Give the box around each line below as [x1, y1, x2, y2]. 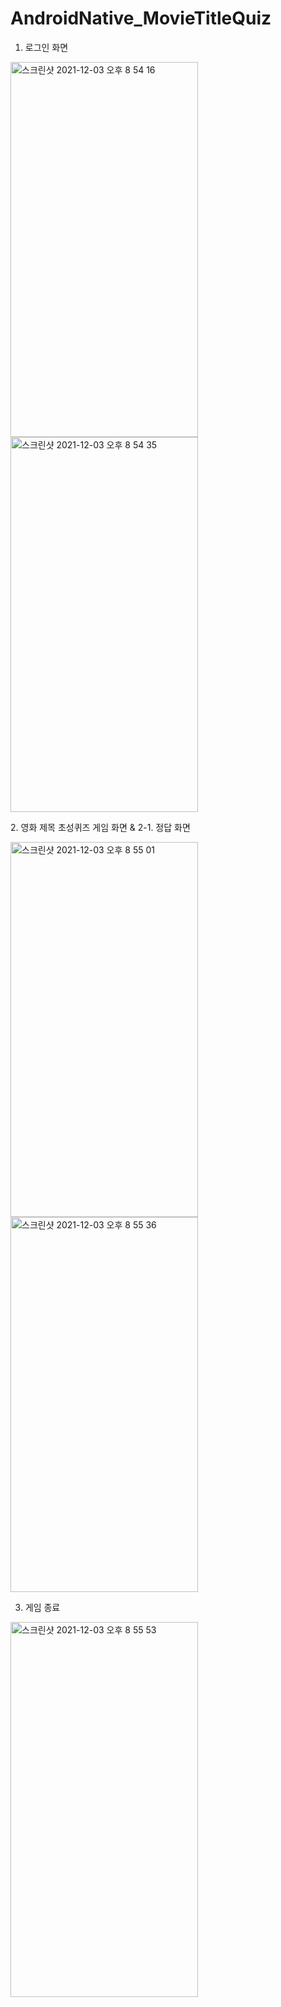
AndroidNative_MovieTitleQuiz [10, 7, 272, 30]
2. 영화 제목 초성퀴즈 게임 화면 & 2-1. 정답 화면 [10, 821, 191, 833]
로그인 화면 [24, 41, 69, 53]
